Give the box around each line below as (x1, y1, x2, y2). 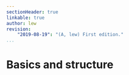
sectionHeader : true (6, 9, 59, 15)
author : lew (6, 20, 37, 26)
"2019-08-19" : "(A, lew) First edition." (17, 32, 124, 38)
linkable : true (6, 15, 45, 21)
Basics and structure (6, 58, 114, 72)
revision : (6, 26, 32, 32)
